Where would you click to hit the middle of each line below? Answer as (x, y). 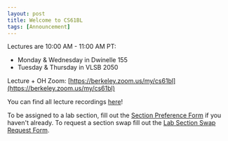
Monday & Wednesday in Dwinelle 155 (72, 60)
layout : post (26, 14)
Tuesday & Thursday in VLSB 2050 (68, 68)
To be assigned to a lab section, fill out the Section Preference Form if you (114, 115)
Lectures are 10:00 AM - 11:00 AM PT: (62, 47)
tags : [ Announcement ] (39, 27)
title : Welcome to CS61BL (45, 20)
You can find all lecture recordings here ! (65, 102)
